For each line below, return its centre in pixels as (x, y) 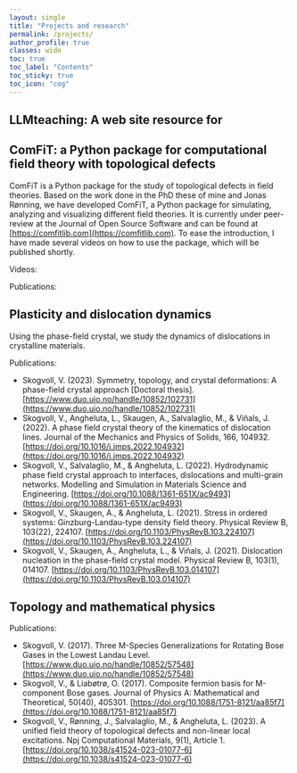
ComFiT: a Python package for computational (138, 150)
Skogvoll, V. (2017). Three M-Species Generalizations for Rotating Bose (153, 646)
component (43, 693)
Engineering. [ (48, 493)
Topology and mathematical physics (112, 607)
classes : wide (36, 51)
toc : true (28, 59)
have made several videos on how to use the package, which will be (135, 243)
